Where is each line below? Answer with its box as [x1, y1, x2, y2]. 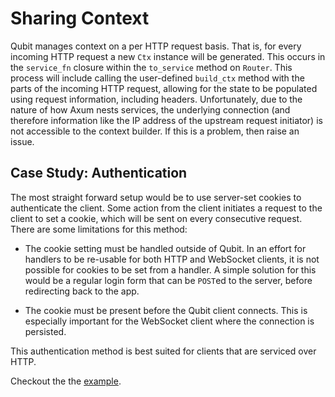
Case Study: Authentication [10, 165, 188, 182]
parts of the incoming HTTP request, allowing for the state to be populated [10, 82, 318, 94]
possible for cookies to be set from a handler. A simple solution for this [24, 263, 317, 276]
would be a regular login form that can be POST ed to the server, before [24, 274, 313, 286]
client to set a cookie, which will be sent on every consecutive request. [10, 212, 303, 224]
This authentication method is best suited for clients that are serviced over [10, 345, 317, 357]
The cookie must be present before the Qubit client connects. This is [24, 304, 308, 316]
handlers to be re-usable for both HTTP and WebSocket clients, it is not [24, 253, 320, 265]
